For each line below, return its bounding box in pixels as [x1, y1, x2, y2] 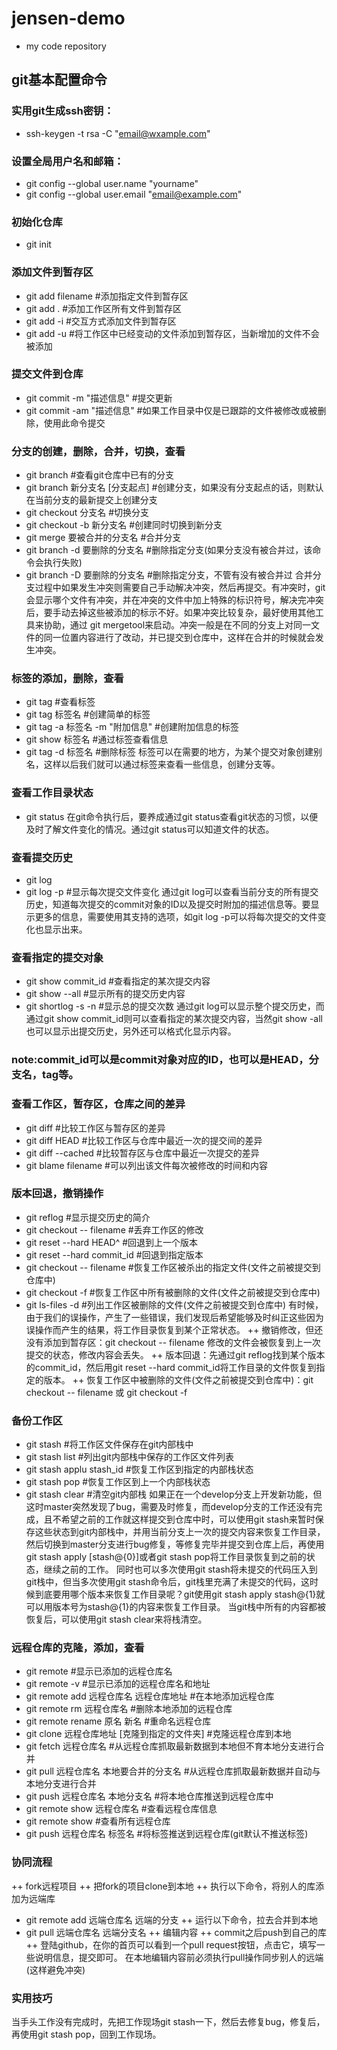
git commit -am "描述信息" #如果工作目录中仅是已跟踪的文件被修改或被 [25, 404, 318, 416]
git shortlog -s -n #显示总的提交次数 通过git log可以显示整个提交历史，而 [25, 1000, 325, 1012]
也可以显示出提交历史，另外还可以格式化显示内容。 [25, 1025, 237, 1037]
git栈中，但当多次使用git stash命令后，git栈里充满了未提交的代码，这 [25, 1576, 310, 1588]
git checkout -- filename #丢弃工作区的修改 [25, 1223, 204, 1236]
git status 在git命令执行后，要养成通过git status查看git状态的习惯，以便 [25, 810, 319, 822]
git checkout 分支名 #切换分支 [25, 507, 150, 519]
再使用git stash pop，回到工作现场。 [11, 2028, 162, 2040]
